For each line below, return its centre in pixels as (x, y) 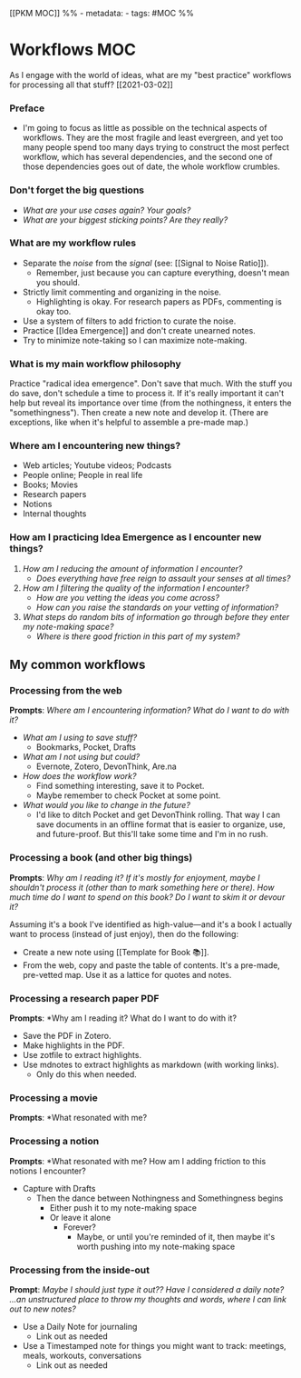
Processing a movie (53, 1097)
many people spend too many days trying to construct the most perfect (156, 147)
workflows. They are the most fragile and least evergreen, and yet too (153, 138)
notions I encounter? (48, 1171)
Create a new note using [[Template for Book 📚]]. (116, 952)
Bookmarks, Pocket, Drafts (86, 747)
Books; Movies (50, 484)
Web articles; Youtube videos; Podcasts (97, 465)
